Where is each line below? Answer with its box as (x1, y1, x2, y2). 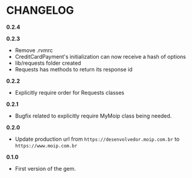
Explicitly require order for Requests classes (14, 89, 125, 96)
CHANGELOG (6, 4, 74, 17)
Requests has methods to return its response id (14, 65, 132, 73)
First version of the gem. (14, 165, 76, 172)
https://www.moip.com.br (14, 143, 78, 149)
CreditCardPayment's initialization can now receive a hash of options (14, 53, 187, 60)
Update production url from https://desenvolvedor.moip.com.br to (14, 135, 180, 143)
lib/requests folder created (14, 59, 81, 67)
